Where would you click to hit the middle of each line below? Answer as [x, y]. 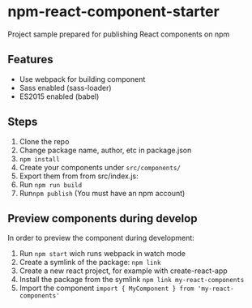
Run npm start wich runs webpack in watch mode [102, 254]
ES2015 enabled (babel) [59, 96]
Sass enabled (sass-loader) [65, 88]
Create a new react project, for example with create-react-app [123, 271]
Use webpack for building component [82, 79]
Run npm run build [51, 184]
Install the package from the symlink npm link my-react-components [132, 280]
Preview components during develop [103, 218]
